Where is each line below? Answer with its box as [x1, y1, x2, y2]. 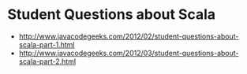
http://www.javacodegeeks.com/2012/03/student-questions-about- [18, 48, 239, 57]
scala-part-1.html [18, 39, 75, 49]
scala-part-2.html [18, 57, 77, 66]
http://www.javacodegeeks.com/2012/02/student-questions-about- [18, 31, 239, 41]
